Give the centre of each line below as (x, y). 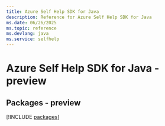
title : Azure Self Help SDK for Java (53, 12)
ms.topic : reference (32, 28)
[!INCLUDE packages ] (33, 117)
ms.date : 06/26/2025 (32, 22)
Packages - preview (43, 103)
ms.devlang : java (27, 34)
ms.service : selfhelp (33, 39)
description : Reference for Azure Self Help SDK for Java (79, 17)
